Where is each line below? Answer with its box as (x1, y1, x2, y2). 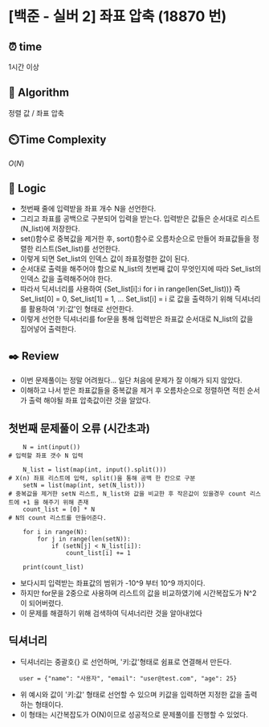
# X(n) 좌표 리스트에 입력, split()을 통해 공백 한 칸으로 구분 (8, 475, 196, 483)
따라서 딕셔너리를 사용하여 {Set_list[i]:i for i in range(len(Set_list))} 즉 (19, 284, 241, 294)
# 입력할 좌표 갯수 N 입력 (8, 451, 84, 460)
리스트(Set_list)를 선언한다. (35, 244, 120, 254)
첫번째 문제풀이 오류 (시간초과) (8, 421, 150, 435)
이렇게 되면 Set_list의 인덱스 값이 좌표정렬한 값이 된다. (19, 254, 190, 263)
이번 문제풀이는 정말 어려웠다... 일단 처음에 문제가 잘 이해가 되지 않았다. (19, 375, 243, 386)
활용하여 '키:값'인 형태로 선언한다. (28, 304, 134, 314)
